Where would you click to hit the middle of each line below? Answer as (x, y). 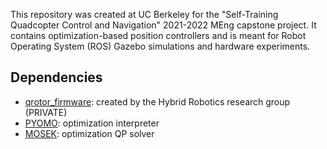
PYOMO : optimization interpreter (92, 123)
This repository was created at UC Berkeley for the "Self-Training (144, 14)
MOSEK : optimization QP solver (89, 133)
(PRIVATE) (46, 112)
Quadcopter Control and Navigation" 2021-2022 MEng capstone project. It (163, 25)
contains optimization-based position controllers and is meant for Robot (158, 35)
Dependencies (56, 77)
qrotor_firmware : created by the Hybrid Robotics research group (157, 101)
